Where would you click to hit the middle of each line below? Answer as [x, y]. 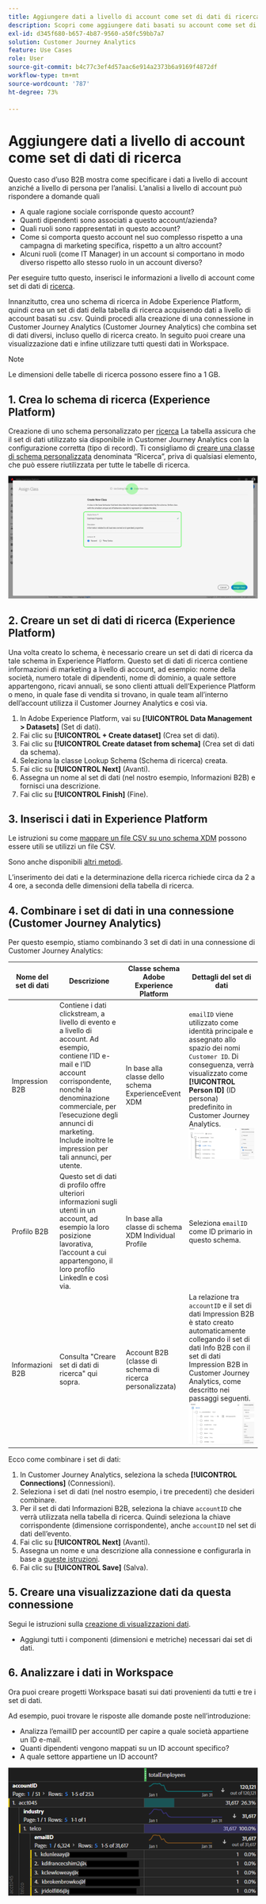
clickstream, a [82, 1013]
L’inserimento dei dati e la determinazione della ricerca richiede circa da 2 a [132, 877]
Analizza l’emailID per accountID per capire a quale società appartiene [134, 1731]
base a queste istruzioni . [60, 1559]
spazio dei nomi [215, 1048]
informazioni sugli [88, 1202]
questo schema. [215, 1239]
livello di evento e [87, 1022]
